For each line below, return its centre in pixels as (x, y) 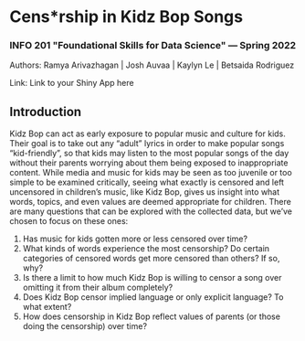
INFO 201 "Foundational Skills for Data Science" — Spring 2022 (153, 46)
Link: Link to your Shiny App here (72, 83)
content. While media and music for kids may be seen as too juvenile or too (151, 173)
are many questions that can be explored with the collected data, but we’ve (151, 211)
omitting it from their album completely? (98, 288)
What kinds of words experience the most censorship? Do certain (146, 249)
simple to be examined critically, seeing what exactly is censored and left (147, 182)
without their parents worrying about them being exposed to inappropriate (149, 163)
